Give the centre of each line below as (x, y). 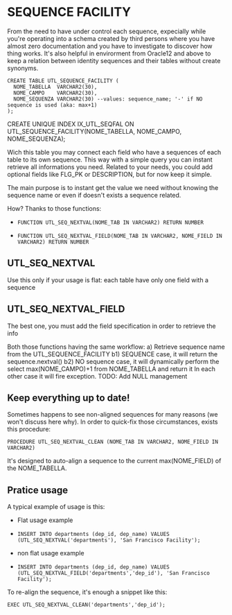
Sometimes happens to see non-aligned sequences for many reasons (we (113, 415)
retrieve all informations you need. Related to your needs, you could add (110, 166)
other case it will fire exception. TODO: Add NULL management (97, 376)
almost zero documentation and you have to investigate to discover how (110, 46)
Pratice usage (38, 490)
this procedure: (29, 429)
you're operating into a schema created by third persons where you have (111, 38)
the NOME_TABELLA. (37, 468)
